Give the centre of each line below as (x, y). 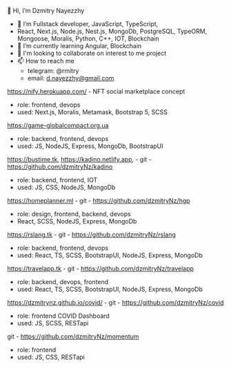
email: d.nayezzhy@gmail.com (71, 78)
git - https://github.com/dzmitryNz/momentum (73, 336)
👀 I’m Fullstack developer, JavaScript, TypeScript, (88, 24)
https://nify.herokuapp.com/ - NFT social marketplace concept (96, 91)
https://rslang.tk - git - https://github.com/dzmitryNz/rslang (91, 235)
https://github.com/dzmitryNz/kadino (60, 166)
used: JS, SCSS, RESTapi (53, 323)
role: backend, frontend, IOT (57, 180)
